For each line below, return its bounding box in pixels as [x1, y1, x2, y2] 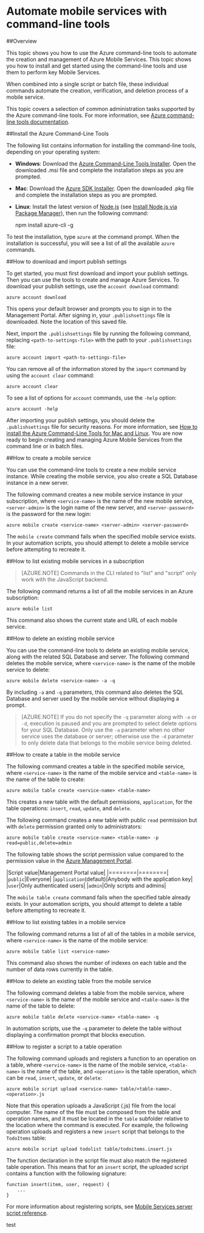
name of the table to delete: [6, 1002, 76, 1009]
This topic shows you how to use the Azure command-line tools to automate [6, 49, 197, 56]
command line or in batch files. [6, 442, 84, 450]
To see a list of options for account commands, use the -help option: [6, 394, 177, 401]
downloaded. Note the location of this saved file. [6, 318, 127, 325]
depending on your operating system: [6, 148, 101, 155]
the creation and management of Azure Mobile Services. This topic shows [6, 55, 192, 63]
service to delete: [6, 666, 50, 673]
